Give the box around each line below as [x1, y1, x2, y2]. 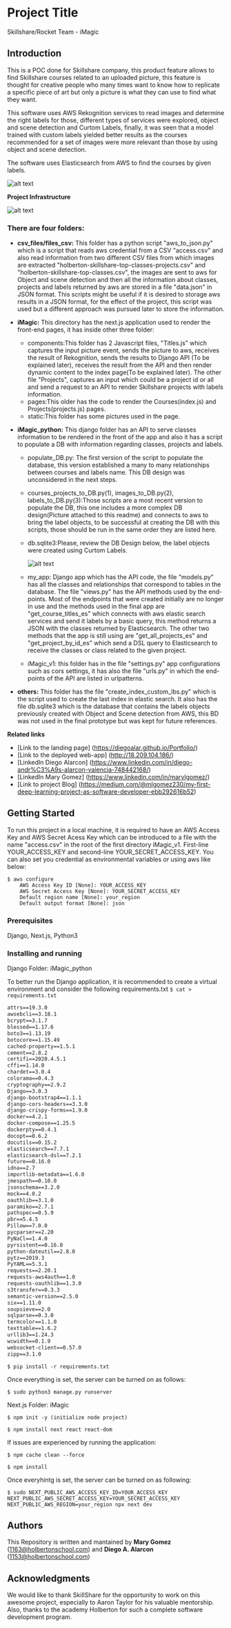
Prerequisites [7, 916, 53, 925]
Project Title [7, 5, 79, 21]
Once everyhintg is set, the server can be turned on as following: [7, 1476, 192, 1484]
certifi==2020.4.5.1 [7, 1056, 67, 1063]
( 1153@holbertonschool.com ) [7, 1553, 91, 1561]
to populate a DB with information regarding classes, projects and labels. [17, 440, 224, 449]
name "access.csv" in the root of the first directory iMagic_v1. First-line [7, 840, 209, 849]
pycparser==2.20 [7, 1229, 54, 1236]
